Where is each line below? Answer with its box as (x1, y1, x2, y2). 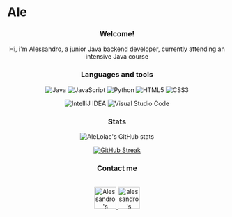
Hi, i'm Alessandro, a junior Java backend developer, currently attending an (9, 45, 225, 53)
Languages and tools (81, 70, 153, 80)
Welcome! (99, 29, 135, 39)
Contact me (96, 163, 138, 173)
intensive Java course (86, 52, 148, 61)
